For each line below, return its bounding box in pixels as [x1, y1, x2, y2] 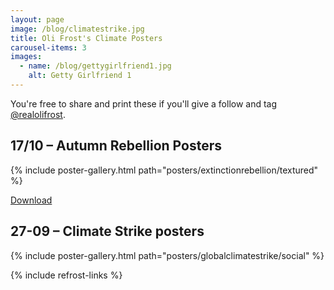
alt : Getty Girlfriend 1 [28, 71, 132, 81]
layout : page [10, 14, 65, 25]
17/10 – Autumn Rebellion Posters [10, 137, 222, 155]
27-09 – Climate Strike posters [10, 223, 205, 240]
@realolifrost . [10, 108, 66, 120]
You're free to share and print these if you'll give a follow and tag [10, 97, 278, 110]
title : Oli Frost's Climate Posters [10, 33, 163, 43]
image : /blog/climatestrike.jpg [10, 24, 145, 34]
